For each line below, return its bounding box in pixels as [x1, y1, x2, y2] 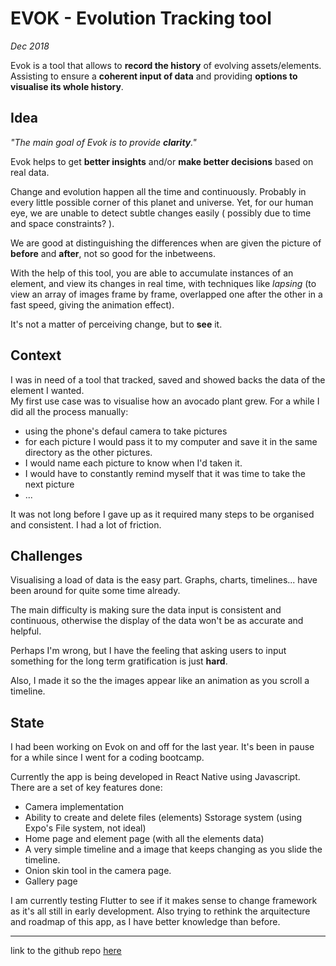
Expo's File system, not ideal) [24, 822, 147, 834]
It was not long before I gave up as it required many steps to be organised [10, 508, 315, 520]
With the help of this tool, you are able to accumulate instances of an [10, 267, 294, 279]
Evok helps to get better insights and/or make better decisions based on [10, 155, 314, 167]
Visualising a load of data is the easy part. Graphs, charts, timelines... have [10, 574, 318, 586]
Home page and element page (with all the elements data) [24, 833, 265, 845]
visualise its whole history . [10, 80, 124, 92]
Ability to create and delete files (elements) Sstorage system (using [24, 812, 303, 824]
